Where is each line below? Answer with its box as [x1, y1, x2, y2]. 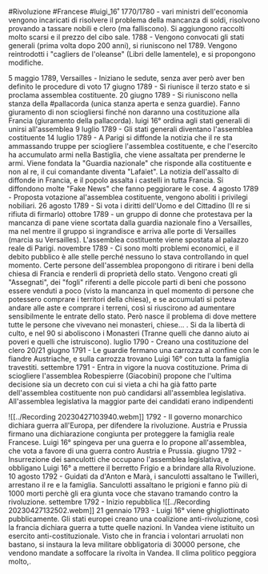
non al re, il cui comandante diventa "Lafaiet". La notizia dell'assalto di [8, 167, 239, 176]
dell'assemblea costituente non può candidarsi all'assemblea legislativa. [8, 388, 246, 397]
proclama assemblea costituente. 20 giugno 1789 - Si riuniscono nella [8, 90, 238, 99]
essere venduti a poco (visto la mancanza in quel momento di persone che [8, 286, 254, 295]
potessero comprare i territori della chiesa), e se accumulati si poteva [8, 295, 237, 303]
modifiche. [8, 58, 44, 67]
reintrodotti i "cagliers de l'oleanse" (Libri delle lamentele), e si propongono [8, 50, 256, 58]
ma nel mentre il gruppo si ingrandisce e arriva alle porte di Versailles [8, 227, 237, 235]
